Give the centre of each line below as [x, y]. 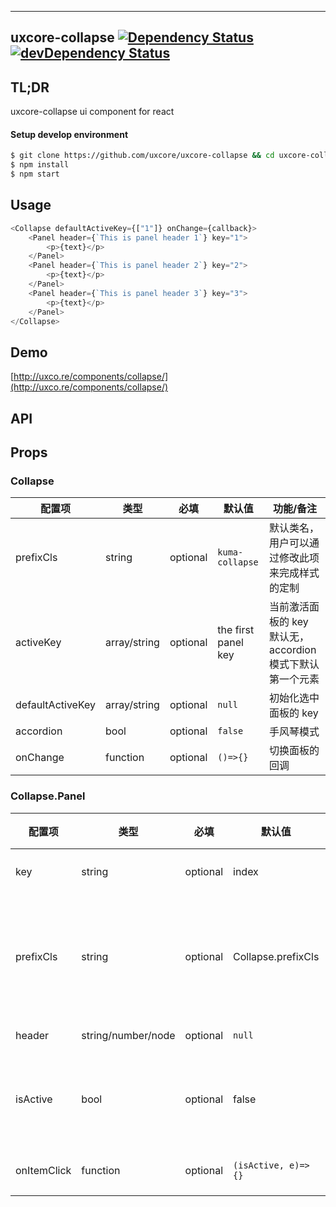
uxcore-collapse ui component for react [92, 112]
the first [236, 630]
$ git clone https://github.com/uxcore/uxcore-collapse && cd [142, 156]
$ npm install [40, 165]
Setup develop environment [69, 134]
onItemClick [43, 1170]
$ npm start [35, 174]
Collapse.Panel [48, 796]
